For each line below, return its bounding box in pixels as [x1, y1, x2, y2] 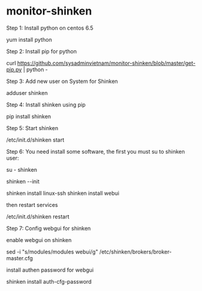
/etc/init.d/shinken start [6, 136, 65, 143]
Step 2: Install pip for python [6, 47, 77, 55]
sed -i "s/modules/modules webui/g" [6, 248, 99, 255]
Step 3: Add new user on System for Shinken [6, 77, 118, 85]
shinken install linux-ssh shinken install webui [6, 189, 120, 197]
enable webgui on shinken [6, 236, 72, 243]
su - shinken [6, 166, 37, 173]
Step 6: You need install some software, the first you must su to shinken [6, 148, 185, 155]
